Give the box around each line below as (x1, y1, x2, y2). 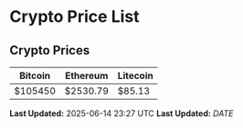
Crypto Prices (9, 43, 90, 58)
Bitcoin (19, 70, 51, 82)
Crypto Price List (9, 6, 140, 27)
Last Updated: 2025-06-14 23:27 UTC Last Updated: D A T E (9, 108, 234, 119)
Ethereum (65, 70, 109, 82)
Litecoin (117, 70, 153, 82)
